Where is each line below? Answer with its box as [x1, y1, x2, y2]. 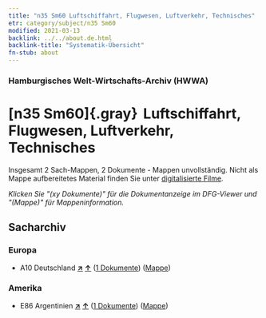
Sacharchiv [8, 221, 66, 234]
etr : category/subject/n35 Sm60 [8, 19, 116, 27]
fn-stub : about [8, 49, 59, 57]
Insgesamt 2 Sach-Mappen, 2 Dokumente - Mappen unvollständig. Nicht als [8, 165, 259, 174]
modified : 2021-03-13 [8, 26, 81, 34]
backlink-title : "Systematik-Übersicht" [8, 42, 145, 50]
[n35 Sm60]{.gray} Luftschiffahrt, [8, 105, 241, 123]
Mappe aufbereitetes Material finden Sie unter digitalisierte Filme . [8, 173, 224, 183]
